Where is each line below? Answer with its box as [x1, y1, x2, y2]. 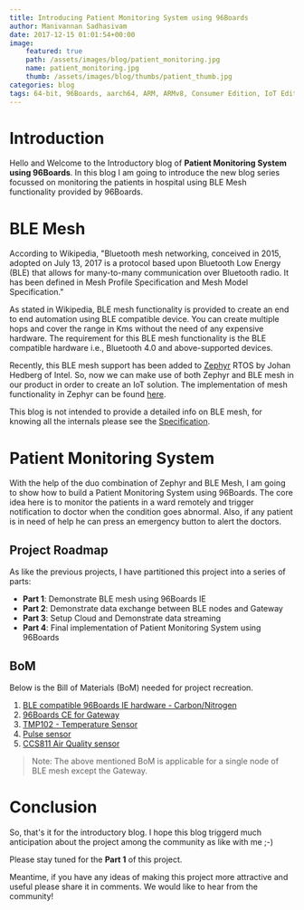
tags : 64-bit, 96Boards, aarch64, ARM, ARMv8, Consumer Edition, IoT [9, 89, 278, 98]
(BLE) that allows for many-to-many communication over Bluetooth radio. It [9, 268, 290, 279]
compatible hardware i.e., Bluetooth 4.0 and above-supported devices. [9, 343, 273, 354]
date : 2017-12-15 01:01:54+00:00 [9, 30, 136, 39]
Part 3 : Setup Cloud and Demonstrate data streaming [22, 612, 222, 624]
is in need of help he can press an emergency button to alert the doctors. [9, 517, 282, 527]
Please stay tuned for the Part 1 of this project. [9, 854, 183, 865]
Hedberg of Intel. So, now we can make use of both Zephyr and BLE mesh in [9, 370, 294, 381]
